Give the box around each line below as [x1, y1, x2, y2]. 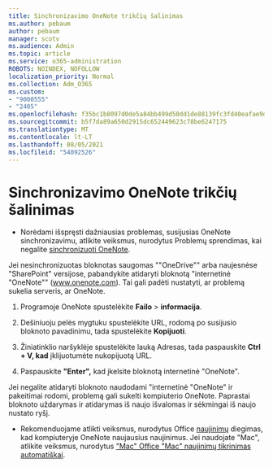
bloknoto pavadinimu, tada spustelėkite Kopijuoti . [19, 326, 187, 336]
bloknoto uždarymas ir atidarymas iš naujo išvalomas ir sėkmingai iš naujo [8, 399, 257, 409]
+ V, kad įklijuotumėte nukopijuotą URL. [19, 351, 153, 360]
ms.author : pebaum [8, 20, 71, 28]
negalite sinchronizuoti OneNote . [19, 245, 131, 255]
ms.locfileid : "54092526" [8, 148, 96, 156]
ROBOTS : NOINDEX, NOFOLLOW [8, 65, 100, 73]
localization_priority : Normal [8, 72, 115, 81]
